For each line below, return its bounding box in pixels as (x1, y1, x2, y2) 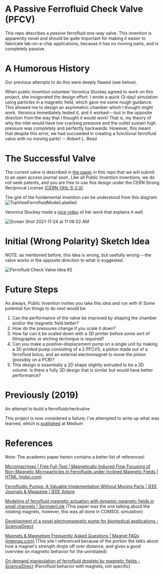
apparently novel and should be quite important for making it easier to (5, 35, 146, 41)
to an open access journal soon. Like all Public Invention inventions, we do (5, 174, 155, 180)
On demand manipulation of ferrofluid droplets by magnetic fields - (5, 558, 141, 564)
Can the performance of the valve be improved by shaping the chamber (12, 315, 157, 321)
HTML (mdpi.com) (5, 474, 42, 480)
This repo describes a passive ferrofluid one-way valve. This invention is (5, 30, 152, 36)
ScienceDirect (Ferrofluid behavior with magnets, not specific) (5, 563, 131, 569)
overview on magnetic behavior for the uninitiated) (5, 548, 107, 554)
